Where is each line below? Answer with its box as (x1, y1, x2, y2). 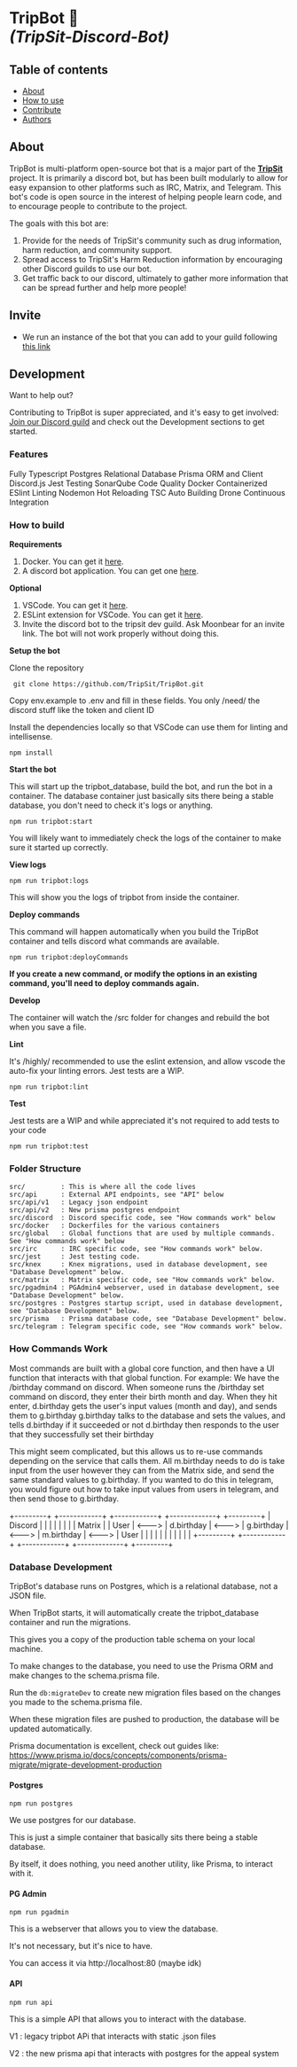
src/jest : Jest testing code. (9, 1252, 141, 1262)
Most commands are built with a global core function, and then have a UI (9, 1363, 275, 1374)
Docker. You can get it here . (21, 556, 124, 567)
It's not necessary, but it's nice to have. (9, 1941, 153, 1952)
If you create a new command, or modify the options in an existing (9, 968, 258, 979)
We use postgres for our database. (9, 1815, 137, 1826)
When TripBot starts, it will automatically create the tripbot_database (9, 1607, 260, 1617)
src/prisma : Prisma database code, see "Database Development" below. (9, 1314, 288, 1324)
